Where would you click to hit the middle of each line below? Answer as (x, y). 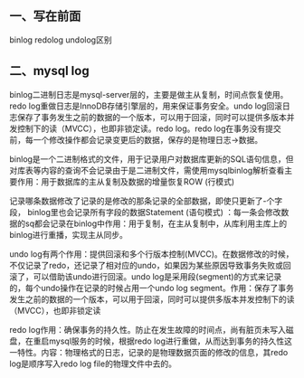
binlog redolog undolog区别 (61, 40)
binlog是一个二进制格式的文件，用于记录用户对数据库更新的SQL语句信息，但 (152, 159)
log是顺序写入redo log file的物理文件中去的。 (93, 364)
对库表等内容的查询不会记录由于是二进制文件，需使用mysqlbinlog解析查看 (147, 170)
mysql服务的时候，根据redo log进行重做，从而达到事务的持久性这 (170, 341)
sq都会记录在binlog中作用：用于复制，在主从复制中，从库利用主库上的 (156, 223)
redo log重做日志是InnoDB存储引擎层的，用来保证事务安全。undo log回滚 (146, 106)
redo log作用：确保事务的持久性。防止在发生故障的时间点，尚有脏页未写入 (148, 329)
